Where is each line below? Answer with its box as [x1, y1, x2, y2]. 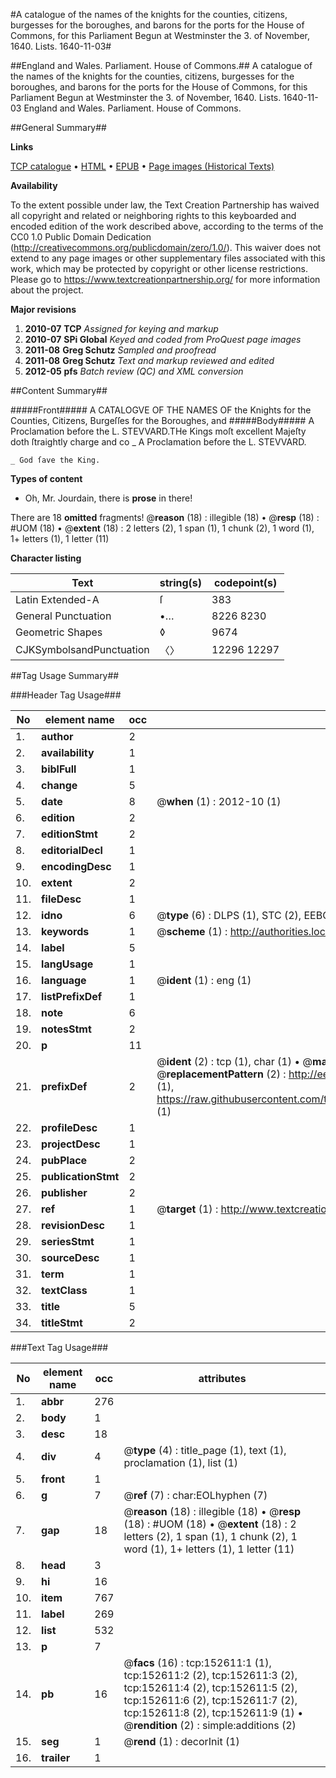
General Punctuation [15, 609, 112, 623]
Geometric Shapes [15, 625, 103, 639]
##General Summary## [10, 122, 107, 133]
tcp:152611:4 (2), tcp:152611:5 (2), [123, 1681, 298, 1694]
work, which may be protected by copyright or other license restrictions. [10, 263, 308, 274]
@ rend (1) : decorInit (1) [123, 1735, 240, 1748]
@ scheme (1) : [156, 925, 228, 938]
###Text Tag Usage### [10, 1342, 109, 1353]
